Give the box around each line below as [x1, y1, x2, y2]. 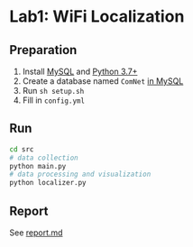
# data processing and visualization [9, 169, 152, 179]
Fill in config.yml [22, 95, 86, 105]
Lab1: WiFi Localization [9, 6, 185, 27]
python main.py [9, 161, 67, 170]
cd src [9, 144, 34, 154]
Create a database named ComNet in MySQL [22, 76, 184, 87]
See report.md [9, 227, 63, 238]
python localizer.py [9, 178, 87, 188]
